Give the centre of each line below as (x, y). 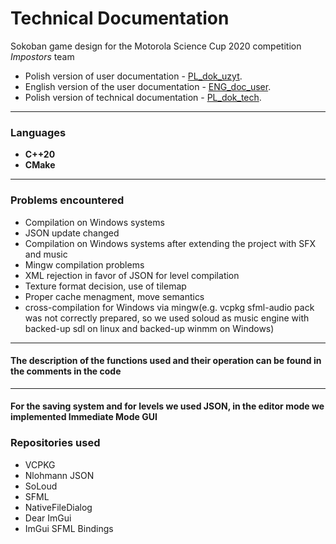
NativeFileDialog (58, 507)
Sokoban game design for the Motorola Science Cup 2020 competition (156, 46)
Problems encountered (67, 200)
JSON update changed (72, 233)
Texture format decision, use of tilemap (105, 286)
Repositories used (55, 443)
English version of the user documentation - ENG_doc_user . (148, 86)
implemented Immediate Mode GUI (84, 417)
